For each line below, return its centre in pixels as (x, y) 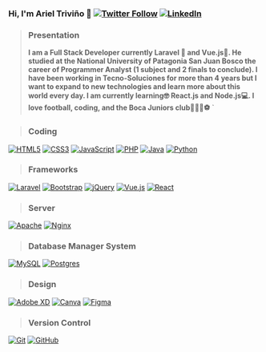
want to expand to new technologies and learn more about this (134, 87)
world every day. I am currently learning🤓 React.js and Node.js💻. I (141, 95)
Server (42, 208)
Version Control (59, 322)
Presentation (54, 34)
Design (42, 285)
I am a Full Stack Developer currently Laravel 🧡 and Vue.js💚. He (135, 53)
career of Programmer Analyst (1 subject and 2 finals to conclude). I (143, 70)
